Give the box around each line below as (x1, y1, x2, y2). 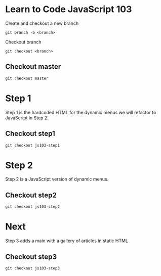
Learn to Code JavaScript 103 (5, 4, 132, 15)
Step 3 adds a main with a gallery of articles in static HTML (5, 238, 128, 244)
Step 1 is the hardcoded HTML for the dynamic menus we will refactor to (5, 109, 156, 115)
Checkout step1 (5, 129, 56, 138)
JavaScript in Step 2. (5, 115, 49, 121)
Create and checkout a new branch (5, 20, 79, 26)
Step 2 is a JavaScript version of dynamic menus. (5, 176, 109, 182)
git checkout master (5, 76, 49, 81)
